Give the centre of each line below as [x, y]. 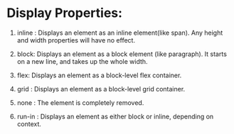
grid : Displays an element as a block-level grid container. [101, 89]
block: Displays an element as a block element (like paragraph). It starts [122, 54]
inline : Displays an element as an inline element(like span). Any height [120, 33]
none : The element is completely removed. [80, 102]
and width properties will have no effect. [76, 40]
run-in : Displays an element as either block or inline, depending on [115, 116]
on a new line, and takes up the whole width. [82, 61]
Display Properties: [64, 13]
